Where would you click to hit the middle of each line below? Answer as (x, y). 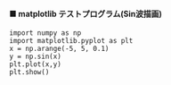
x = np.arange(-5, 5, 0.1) (59, 49)
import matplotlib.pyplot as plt (71, 41)
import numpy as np (45, 33)
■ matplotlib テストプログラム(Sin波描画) (86, 13)
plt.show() (29, 72)
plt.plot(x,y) (36, 64)
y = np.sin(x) (36, 57)
